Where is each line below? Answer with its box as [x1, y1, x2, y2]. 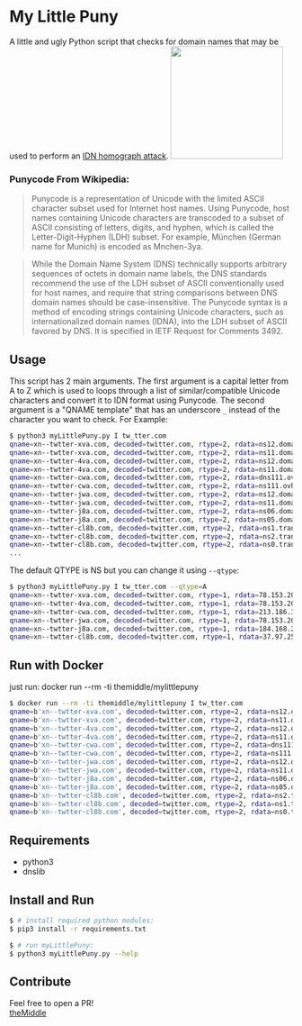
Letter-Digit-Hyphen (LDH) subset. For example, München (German [31, 232, 281, 242]
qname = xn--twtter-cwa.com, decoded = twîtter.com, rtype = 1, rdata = [9, 607, 259, 616]
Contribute [9, 974, 72, 989]
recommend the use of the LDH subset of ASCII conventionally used [31, 277, 285, 289]
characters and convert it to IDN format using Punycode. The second [9, 395, 265, 406]
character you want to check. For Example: [9, 414, 168, 425]
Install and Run [9, 892, 94, 907]
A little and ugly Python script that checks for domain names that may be [9, 36, 279, 47]
